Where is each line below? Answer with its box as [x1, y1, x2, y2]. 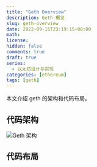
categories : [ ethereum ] [6, 72, 67, 78]
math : [6, 32, 20, 38]
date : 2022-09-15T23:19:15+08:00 [6, 26, 92, 32]
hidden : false [6, 43, 43, 50]
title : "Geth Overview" [6, 9, 67, 15]
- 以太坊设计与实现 [12, 65, 54, 72]
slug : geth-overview [6, 20, 59, 26]
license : [6, 37, 29, 43]
